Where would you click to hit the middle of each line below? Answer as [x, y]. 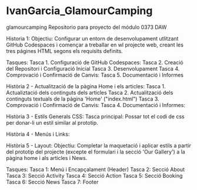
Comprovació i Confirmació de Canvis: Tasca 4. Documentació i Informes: [96, 105]
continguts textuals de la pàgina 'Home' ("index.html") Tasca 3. [83, 99]
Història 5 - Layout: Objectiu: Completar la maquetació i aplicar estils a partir [99, 145]
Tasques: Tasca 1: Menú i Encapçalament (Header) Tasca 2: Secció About [96, 169]
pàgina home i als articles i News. [47, 158]
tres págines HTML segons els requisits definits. [65, 51]
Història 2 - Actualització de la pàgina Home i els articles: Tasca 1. [86, 86]
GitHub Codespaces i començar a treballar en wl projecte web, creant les [95, 45]
